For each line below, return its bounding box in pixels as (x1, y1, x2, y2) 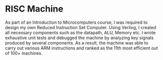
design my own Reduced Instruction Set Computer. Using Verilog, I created (5, 24, 157, 30)
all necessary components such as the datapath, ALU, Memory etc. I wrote (5, 30, 156, 35)
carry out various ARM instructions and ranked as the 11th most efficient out (5, 45, 158, 51)
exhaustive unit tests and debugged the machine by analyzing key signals (5, 35, 154, 41)
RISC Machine (5, 3, 64, 15)
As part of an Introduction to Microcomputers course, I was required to (5, 19, 148, 25)
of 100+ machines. (5, 50, 43, 56)
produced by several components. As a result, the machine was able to (5, 40, 148, 45)
